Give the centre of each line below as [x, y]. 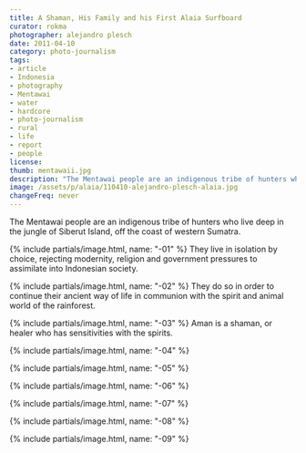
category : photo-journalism [63, 52]
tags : [20, 60]
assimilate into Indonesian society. [74, 268]
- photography [36, 86]
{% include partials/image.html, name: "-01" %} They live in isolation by [143, 249]
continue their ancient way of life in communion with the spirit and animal [147, 296]
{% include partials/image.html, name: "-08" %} [99, 421]
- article [28, 69]
